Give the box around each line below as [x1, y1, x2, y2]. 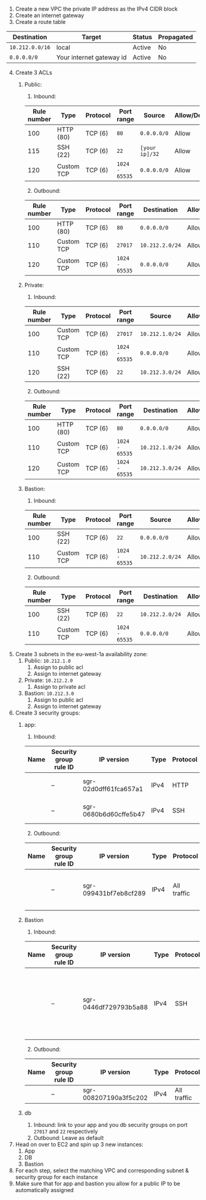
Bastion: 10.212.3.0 [24, 690, 75, 697]
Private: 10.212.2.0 [24, 676, 74, 684]
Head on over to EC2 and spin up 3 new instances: [15, 1141, 144, 1148]
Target [82, 33, 102, 41]
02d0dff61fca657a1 [82, 785, 143, 793]
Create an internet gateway [15, 12, 85, 19]
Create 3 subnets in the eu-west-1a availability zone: [15, 651, 148, 657]
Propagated [158, 33, 193, 41]
